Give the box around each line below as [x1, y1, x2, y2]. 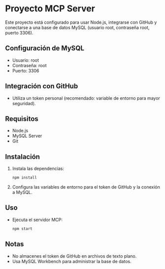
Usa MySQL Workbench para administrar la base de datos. [12, 258, 132, 264]
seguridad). [12, 100, 36, 106]
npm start [12, 226, 33, 231]
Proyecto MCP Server [5, 3, 95, 14]
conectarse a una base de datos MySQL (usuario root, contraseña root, [5, 24, 150, 30]
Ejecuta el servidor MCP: [12, 217, 63, 223]
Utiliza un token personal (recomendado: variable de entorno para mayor [12, 95, 160, 101]
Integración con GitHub [5, 82, 78, 90]
